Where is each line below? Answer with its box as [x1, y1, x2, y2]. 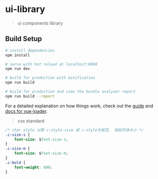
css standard [17, 118, 45, 124]
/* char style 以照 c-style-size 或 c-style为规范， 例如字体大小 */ [5, 127, 144, 132]
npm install [5, 53, 30, 58]
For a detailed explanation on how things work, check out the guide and [5, 103, 153, 109]
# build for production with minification [5, 75, 95, 81]
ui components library [17, 20, 63, 26]
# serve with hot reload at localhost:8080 [5, 62, 98, 67]
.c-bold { [5, 160, 26, 165]
